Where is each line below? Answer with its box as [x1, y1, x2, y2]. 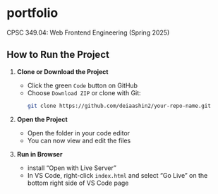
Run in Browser [16, 150, 63, 158]
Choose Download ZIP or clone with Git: [27, 88, 142, 97]
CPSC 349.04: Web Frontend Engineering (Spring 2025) [6, 28, 170, 37]
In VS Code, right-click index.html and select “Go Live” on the [27, 171, 208, 179]
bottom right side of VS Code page [27, 178, 129, 187]
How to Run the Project [6, 49, 110, 61]
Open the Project [16, 115, 68, 123]
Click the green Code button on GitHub [27, 81, 138, 90]
